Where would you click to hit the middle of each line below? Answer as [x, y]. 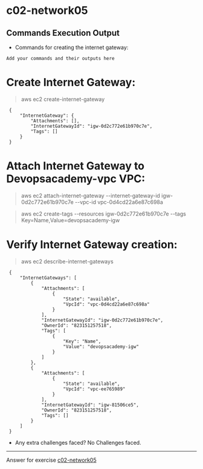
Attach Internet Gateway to [76, 166]
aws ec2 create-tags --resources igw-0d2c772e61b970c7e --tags [103, 214]
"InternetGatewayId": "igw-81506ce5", [90, 405]
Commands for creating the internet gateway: [72, 47]
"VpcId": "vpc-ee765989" [94, 389]
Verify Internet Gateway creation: [92, 245]
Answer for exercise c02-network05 [51, 460]
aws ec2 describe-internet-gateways [67, 261]
